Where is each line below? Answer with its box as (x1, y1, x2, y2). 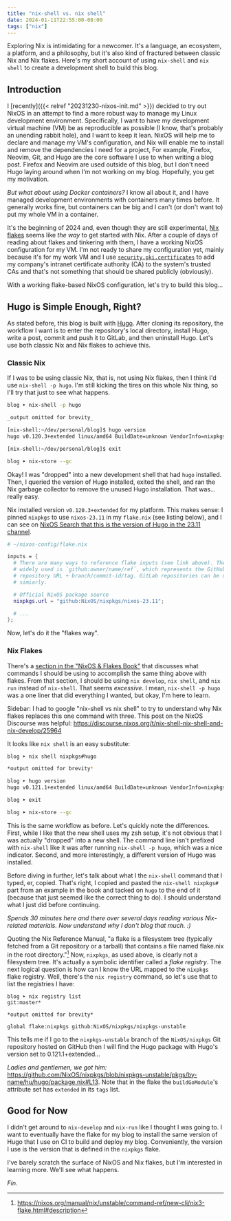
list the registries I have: (7, 979, 75, 988)
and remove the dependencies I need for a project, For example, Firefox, (7, 146, 212, 154)
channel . (7, 527, 32, 535)
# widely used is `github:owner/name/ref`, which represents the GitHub (13, 566, 226, 573)
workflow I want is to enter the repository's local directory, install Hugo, (7, 326, 210, 335)
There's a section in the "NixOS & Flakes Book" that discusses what (7, 661, 199, 670)
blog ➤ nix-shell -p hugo (7, 402, 81, 409)
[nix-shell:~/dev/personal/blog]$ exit (7, 445, 122, 452)
